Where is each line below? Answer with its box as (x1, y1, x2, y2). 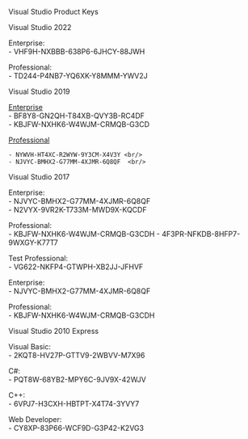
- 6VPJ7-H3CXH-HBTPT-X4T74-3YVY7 (8, 399, 140, 408)
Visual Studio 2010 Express (8, 327, 99, 336)
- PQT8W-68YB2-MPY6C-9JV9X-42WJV (8, 375, 147, 384)
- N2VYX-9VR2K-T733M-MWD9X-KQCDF (8, 205, 147, 214)
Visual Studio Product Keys (8, 7, 99, 16)
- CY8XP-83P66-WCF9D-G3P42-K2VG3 (8, 424, 144, 433)
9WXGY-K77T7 (8, 238, 58, 247)
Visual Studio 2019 (8, 87, 70, 96)
